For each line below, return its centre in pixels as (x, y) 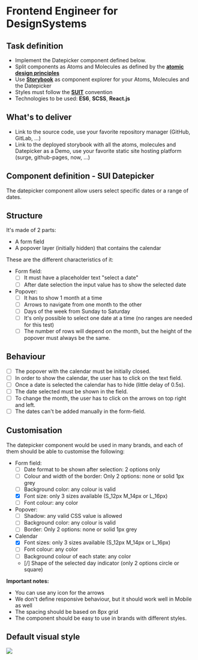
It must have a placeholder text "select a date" (81, 278)
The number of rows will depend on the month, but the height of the (108, 331)
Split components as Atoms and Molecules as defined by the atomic (99, 67)
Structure (25, 216)
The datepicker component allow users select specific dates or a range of (97, 191)
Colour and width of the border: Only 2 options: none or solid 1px (104, 476)
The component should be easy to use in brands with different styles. (101, 618)
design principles (37, 73)
